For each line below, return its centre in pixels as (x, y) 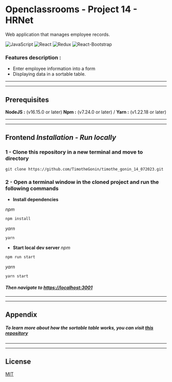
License (18, 362)
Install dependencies (36, 200)
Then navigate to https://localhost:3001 (49, 288)
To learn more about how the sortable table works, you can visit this (79, 327)
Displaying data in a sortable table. (49, 74)
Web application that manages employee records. (58, 34)
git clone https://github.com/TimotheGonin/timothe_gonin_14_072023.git (84, 169)
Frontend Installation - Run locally (61, 138)
